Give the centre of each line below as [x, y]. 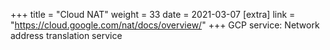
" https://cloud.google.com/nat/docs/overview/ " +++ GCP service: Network [165, 25]
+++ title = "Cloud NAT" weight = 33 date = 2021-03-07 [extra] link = [153, 14]
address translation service [66, 35]
